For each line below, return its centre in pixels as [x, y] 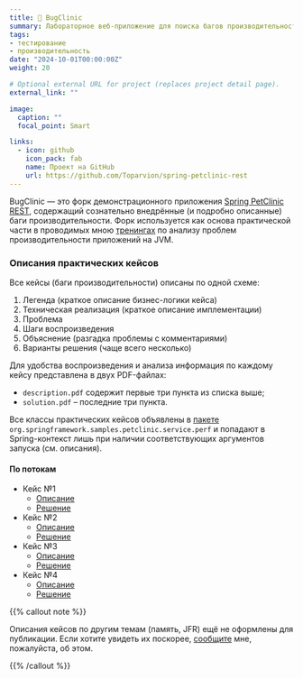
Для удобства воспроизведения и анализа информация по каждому [141, 365]
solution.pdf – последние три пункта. [95, 401]
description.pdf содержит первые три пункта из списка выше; [143, 392]
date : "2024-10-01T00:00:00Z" [66, 60]
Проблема [42, 319]
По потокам [33, 469]
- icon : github [46, 151]
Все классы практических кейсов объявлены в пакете [114, 419]
